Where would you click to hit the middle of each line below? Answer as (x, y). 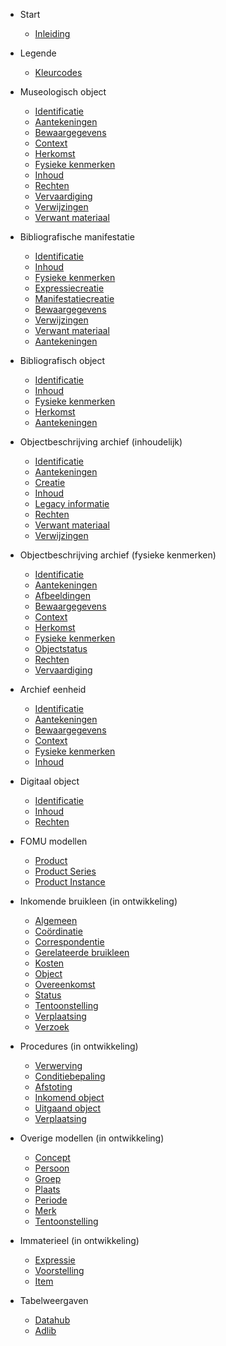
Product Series (65, 871)
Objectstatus (61, 648)
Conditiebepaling (70, 1076)
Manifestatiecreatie (74, 298)
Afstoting (53, 1087)
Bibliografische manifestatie (77, 237)
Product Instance (70, 882)
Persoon (52, 1168)
